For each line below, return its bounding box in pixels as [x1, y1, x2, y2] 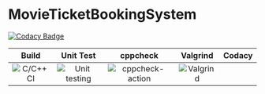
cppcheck [120, 49, 159, 60]
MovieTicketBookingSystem [8, 5, 197, 23]
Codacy [223, 49, 253, 60]
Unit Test [61, 49, 96, 60]
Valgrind [181, 49, 214, 60]
